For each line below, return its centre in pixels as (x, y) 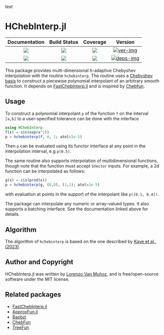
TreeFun (21, 327)
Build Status (64, 42)
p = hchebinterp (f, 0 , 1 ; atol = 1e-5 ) (44, 137)
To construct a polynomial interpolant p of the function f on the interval (77, 113)
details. (13, 214)
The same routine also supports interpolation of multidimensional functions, (82, 161)
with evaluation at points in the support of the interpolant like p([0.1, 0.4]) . (82, 194)
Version (125, 42)
